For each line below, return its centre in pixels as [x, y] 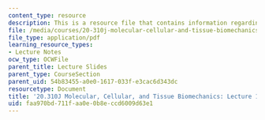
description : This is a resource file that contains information [118, 23]
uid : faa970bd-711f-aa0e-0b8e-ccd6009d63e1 [81, 103]
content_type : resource [47, 15]
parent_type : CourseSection [54, 74]
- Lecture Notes [35, 52]
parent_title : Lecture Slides [58, 67]
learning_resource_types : [50, 45]
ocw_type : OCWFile [38, 60]
